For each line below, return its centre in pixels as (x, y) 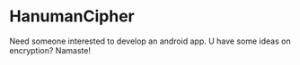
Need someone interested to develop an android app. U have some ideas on (150, 41)
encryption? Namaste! (50, 50)
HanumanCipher (72, 16)
